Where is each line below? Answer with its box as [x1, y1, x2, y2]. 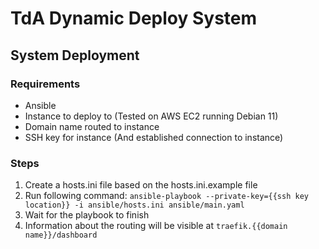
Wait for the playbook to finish [24, 209, 150, 221]
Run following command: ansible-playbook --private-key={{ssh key [24, 190, 309, 202]
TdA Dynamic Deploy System [10, 7, 258, 30]
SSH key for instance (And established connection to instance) [24, 131, 284, 143]
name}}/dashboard [24, 230, 98, 241]
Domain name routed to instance [24, 120, 160, 132]
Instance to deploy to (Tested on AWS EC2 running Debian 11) [24, 110, 279, 122]
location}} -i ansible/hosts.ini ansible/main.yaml [24, 200, 245, 211]
